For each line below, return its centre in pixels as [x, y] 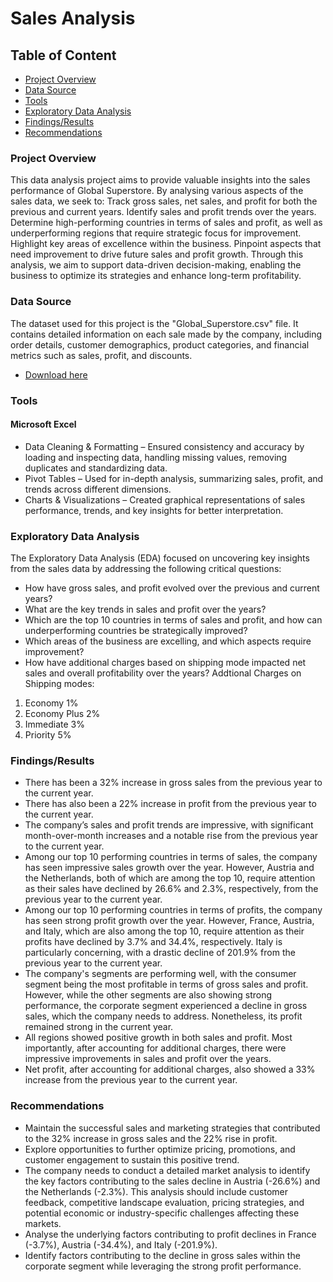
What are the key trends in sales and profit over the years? [145, 609]
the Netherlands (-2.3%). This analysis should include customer [156, 1191]
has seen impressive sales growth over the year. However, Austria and [169, 868]
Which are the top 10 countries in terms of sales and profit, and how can [173, 620]
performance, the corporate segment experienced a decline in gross [166, 1006]
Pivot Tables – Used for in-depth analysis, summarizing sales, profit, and [174, 478]
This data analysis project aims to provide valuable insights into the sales [160, 180]
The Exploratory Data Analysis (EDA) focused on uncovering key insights [160, 558]
